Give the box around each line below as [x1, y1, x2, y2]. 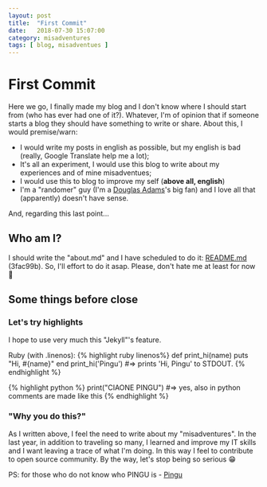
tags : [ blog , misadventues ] [8, 41, 109, 49]
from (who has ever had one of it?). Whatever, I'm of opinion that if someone [8, 111, 259, 120]
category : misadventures [8, 33, 91, 42]
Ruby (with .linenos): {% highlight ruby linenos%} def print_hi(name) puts [8, 350, 249, 360]
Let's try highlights [8, 317, 84, 328]
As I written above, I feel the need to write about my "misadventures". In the [8, 429, 257, 438]
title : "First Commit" [8, 19, 88, 27]
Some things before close [8, 293, 139, 306]
